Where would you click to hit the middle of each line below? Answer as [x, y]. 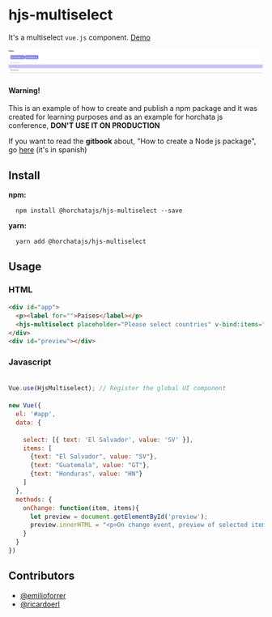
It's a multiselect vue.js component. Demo [80, 37]
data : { [29, 423]
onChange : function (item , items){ [81, 508]
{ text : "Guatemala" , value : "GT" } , [90, 466]
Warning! [24, 90]
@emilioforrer [43, 595]
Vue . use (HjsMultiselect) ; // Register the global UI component [117, 389]
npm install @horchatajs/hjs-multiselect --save [99, 211]
